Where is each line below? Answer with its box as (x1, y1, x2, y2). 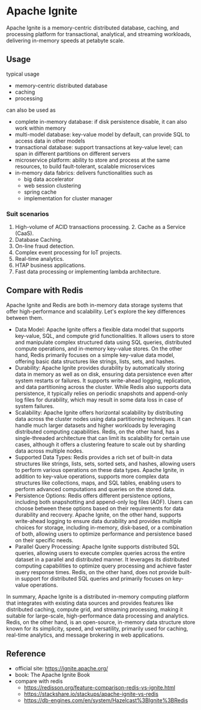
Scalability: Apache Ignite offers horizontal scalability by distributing (14, 409, 184, 416)
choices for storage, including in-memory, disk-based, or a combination (14, 524, 193, 531)
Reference (6, 649, 46, 659)
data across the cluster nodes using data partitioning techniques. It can (14, 415, 191, 422)
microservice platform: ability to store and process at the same (14, 156, 170, 164)
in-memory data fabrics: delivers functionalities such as (14, 169, 153, 176)
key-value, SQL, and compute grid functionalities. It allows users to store (14, 332, 195, 339)
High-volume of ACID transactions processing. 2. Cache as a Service (14, 224, 186, 231)
